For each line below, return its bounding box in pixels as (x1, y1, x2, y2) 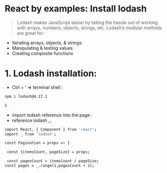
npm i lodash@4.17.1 (4, 94, 48, 99)
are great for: (16, 30, 44, 36)
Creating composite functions (11, 50, 73, 56)
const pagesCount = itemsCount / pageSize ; (6, 159, 99, 164)
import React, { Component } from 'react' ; (4, 127, 97, 132)
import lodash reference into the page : (11, 112, 93, 118)
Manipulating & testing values (11, 45, 73, 51)
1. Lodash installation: (4, 68, 97, 79)
